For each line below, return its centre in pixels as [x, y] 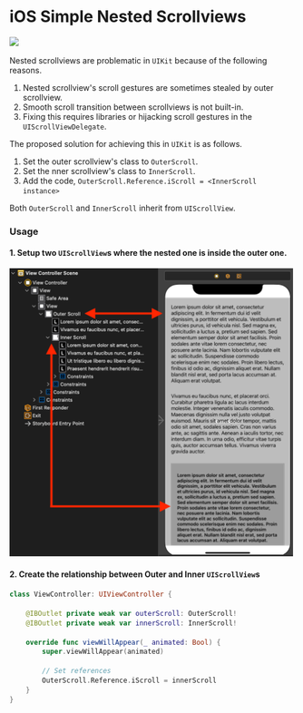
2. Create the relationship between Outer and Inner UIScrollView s [135, 574]
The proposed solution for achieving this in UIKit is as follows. [126, 143]
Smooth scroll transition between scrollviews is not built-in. [133, 107]
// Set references [77, 671]
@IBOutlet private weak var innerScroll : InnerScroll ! [132, 623]
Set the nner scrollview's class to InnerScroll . [109, 171]
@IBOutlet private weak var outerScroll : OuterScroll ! [132, 613]
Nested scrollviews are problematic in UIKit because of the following [138, 60]
